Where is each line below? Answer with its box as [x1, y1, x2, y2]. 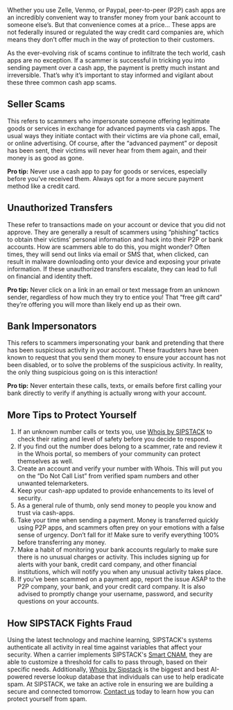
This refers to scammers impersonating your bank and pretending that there [7, 339, 225, 347]
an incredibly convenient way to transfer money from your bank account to [7, 13, 221, 22]
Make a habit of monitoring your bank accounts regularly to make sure [17, 546, 218, 554]
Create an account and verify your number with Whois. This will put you [17, 464, 223, 473]
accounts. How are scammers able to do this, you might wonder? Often [7, 242, 210, 251]
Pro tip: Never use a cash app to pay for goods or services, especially [7, 167, 207, 176]
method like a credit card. [7, 182, 80, 190]
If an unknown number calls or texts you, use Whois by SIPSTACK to [17, 428, 213, 436]
